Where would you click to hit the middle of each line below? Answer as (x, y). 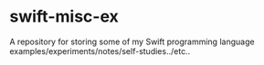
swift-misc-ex (64, 17)
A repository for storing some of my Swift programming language (132, 42)
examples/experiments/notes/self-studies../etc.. (100, 51)
